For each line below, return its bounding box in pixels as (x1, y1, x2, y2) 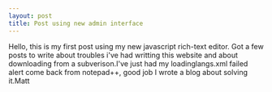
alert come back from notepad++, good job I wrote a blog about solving (8, 67, 248, 77)
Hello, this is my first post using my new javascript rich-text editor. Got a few (8, 41, 264, 51)
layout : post (8, 11, 53, 20)
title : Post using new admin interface (8, 19, 144, 27)
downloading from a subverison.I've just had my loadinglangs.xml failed (8, 58, 248, 69)
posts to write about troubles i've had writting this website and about (8, 50, 238, 60)
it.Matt (8, 76, 30, 86)
